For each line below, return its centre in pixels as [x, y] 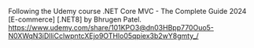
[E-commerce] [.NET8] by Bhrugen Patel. [75, 19]
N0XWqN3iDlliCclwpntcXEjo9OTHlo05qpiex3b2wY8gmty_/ [103, 36]
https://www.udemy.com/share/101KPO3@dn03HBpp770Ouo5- [111, 27]
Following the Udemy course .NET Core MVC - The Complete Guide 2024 [127, 11]
